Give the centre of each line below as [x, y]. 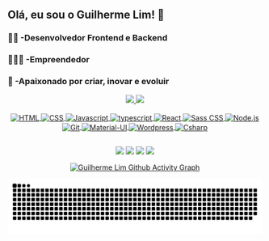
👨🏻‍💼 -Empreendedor [48, 60]
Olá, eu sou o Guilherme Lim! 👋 [86, 15]
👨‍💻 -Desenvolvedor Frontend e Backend [88, 38]
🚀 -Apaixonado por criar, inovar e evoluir [88, 82]
